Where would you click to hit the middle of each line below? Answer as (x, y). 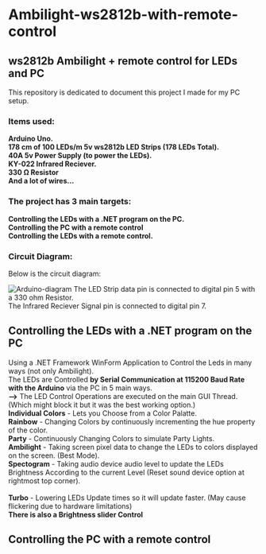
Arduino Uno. (31, 139)
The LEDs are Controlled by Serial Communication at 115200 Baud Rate (127, 379)
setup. (19, 101)
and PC (27, 73)
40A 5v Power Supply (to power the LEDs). (80, 156)
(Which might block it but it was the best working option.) (102, 405)
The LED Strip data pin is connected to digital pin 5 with (164, 289)
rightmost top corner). (44, 480)
